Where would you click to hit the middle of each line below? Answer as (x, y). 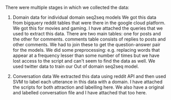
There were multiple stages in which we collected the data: (67, 7)
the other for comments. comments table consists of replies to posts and (89, 39)
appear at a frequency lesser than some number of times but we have (86, 55)
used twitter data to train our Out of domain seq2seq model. (76, 66)
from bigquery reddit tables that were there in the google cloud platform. (89, 23)
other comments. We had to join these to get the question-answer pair (87, 45)
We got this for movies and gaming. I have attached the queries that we (88, 28)
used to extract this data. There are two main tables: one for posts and (87, 34)
